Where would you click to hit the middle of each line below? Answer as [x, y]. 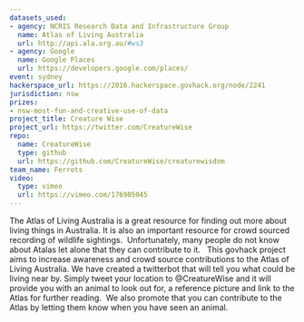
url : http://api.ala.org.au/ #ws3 [81, 43]
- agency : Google [42, 52]
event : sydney [36, 77]
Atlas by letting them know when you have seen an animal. [119, 307]
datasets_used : [38, 18]
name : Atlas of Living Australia [81, 34]
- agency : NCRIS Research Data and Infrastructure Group [119, 26]
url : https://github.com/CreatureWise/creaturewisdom [121, 161]
